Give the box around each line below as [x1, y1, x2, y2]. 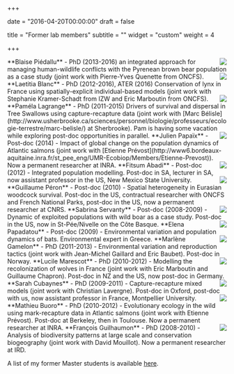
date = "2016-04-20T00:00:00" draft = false [7, 17, 135, 25]
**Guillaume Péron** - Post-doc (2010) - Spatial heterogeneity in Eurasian [7, 184, 222, 191]
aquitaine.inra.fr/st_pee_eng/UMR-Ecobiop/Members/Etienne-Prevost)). [7, 154, 214, 162]
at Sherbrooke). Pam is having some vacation [87, 124, 218, 132]
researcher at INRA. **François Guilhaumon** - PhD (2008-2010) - [7, 324, 201, 332]
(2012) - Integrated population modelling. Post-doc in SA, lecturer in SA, [7, 168, 214, 177]
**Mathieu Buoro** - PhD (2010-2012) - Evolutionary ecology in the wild [7, 302, 216, 309]
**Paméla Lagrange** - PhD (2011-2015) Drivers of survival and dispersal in [7, 102, 226, 110]
